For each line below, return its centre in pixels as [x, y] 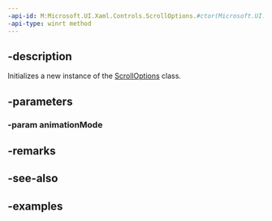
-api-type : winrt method [50, 24]
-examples [35, 206]
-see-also [33, 178]
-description [40, 56]
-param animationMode [55, 124]
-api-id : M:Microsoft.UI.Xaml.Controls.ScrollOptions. [102, 16]
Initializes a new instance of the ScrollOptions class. [95, 76]
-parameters [40, 101]
